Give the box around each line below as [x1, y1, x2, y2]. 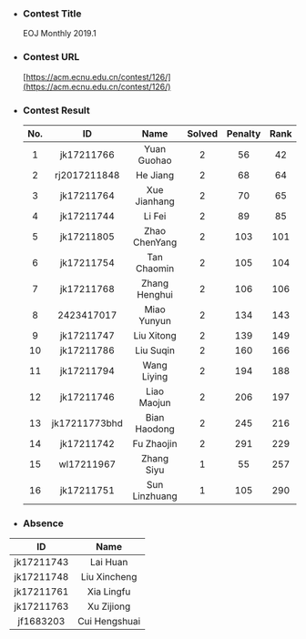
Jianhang [135, 195, 175, 208]
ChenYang [132, 236, 178, 248]
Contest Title [22, 7, 82, 20]
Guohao [138, 154, 172, 167]
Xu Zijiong [87, 600, 131, 613]
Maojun [138, 396, 171, 409]
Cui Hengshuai [76, 615, 141, 628]
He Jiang [135, 168, 175, 181]
